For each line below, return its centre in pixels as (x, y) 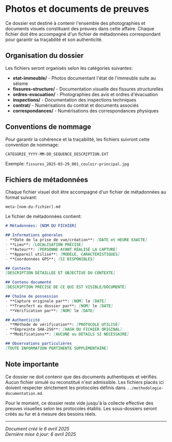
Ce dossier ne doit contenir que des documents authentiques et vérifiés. (82, 377)
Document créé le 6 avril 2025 (37, 429)
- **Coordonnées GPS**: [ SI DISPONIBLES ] (50, 259)
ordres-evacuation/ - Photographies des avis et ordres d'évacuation (85, 94)
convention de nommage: (32, 145)
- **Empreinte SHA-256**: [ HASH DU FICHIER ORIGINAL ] (64, 330)
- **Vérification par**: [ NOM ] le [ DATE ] (50, 311)
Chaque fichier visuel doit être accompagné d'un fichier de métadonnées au (86, 192)
